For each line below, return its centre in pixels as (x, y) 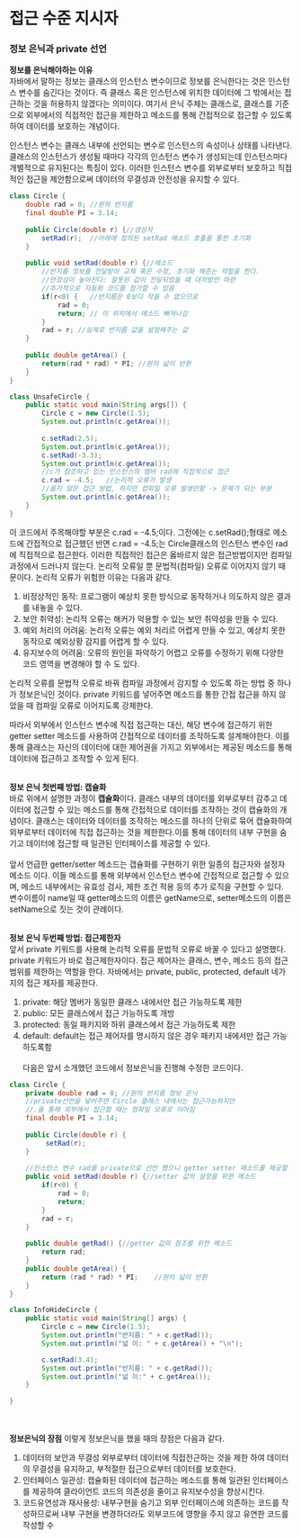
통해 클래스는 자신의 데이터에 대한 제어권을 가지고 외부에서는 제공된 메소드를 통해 (151, 747)
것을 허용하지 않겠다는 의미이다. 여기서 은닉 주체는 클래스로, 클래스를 (153, 103)
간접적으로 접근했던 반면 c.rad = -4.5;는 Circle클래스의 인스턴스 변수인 (150, 543)
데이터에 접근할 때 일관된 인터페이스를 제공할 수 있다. (118, 843)
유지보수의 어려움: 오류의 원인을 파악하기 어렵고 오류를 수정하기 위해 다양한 (153, 652)
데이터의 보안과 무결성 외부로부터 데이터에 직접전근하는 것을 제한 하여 (143, 1458)
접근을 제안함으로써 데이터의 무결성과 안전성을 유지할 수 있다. (133, 179)
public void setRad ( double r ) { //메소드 (99, 263)
